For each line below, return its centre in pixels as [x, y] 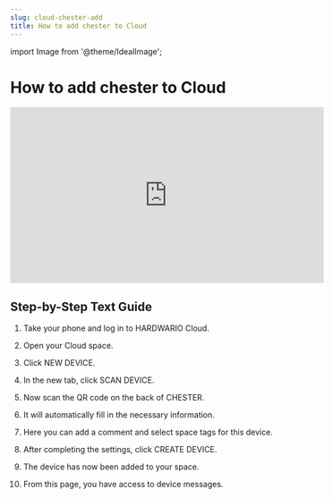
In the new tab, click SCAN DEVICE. [89, 380]
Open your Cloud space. [68, 346]
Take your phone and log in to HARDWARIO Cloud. [116, 328]
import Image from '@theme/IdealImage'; [86, 51]
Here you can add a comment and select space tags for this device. [148, 432]
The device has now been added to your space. [111, 467]
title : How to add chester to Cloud [78, 26]
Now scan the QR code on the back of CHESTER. [114, 398]
